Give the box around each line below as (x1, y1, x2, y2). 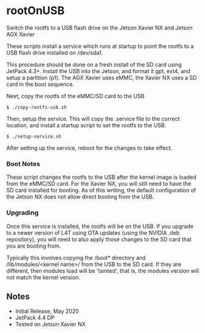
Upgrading (6, 208, 39, 217)
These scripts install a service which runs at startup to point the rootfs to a (6, 42, 194, 50)
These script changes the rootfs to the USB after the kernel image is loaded (6, 173, 197, 181)
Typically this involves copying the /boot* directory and (6, 254, 146, 261)
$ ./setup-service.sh (6, 133, 62, 139)
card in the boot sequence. (6, 80, 75, 88)
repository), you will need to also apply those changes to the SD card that (6, 235, 192, 243)
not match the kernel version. (6, 273, 81, 281)
